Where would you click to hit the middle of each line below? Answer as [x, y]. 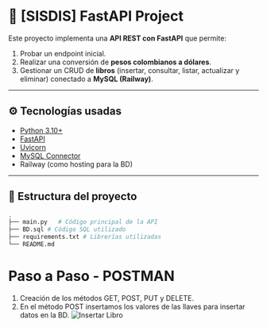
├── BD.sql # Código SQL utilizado [67, 229]
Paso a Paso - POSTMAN [91, 276]
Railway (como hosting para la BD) [76, 164]
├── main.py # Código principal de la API [83, 222]
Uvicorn [33, 147]
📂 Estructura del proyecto [73, 196]
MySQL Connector [50, 156]
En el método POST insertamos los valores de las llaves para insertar [132, 306]
